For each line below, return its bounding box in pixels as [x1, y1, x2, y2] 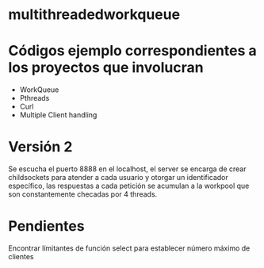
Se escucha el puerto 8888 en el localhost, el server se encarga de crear [8, 164, 247, 174]
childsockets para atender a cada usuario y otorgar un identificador [8, 173, 228, 182]
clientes [8, 252, 34, 261]
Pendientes [8, 217, 85, 235]
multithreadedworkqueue [8, 6, 181, 24]
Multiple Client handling [19, 110, 98, 120]
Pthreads [19, 94, 50, 103]
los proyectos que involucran [8, 59, 204, 77]
